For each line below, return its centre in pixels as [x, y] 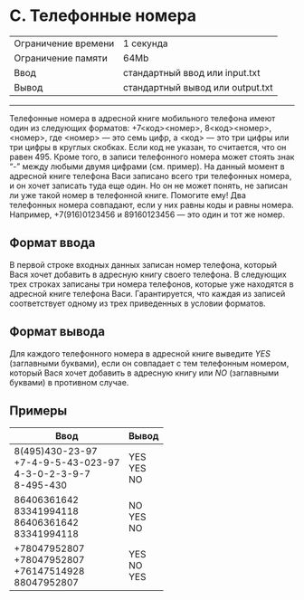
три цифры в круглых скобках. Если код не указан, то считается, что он [148, 147]
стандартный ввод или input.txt [192, 72]
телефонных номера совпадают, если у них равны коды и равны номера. [152, 205]
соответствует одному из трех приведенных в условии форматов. [138, 303]
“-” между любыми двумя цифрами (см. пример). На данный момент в [147, 166]
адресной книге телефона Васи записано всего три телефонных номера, [151, 176]
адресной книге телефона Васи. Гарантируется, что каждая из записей [147, 293]
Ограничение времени [64, 43]
